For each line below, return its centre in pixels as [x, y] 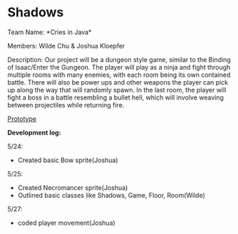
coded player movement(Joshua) [66, 223]
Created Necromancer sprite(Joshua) [73, 187]
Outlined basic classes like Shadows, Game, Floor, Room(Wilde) [111, 195]
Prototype [22, 119]
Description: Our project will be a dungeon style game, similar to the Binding [119, 59]
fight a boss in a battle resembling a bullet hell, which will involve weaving [116, 97]
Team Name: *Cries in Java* [50, 32]
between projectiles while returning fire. [66, 105]
